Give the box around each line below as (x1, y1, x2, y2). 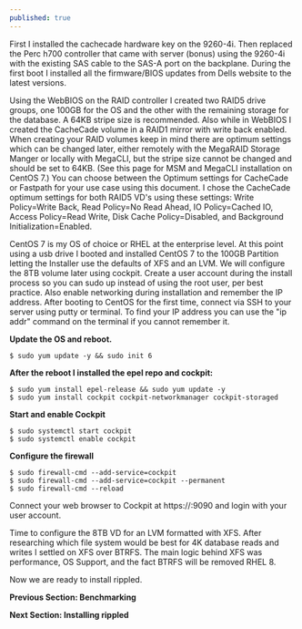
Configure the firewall (9, 450, 94, 461)
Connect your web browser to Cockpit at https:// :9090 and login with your (9, 500, 287, 510)
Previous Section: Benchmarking (9, 592, 136, 603)
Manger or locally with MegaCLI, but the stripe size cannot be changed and (9, 152, 293, 164)
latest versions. (9, 77, 66, 88)
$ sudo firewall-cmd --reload (9, 484, 125, 493)
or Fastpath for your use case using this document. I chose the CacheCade (9, 181, 291, 192)
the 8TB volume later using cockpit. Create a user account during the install (9, 267, 293, 278)
